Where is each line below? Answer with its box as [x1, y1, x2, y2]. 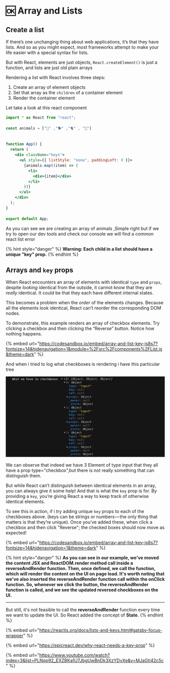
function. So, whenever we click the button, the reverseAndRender [6, 581, 149, 587]
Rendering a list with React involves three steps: [6, 75, 105, 80]
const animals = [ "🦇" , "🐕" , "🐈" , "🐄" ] [6, 126, 92, 131]
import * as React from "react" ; [6, 115, 76, 120]
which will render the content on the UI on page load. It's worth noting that [6, 571, 165, 577]
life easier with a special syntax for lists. [6, 49, 89, 55]
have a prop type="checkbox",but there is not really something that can [6, 467, 154, 473]
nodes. [6, 310, 20, 316]
